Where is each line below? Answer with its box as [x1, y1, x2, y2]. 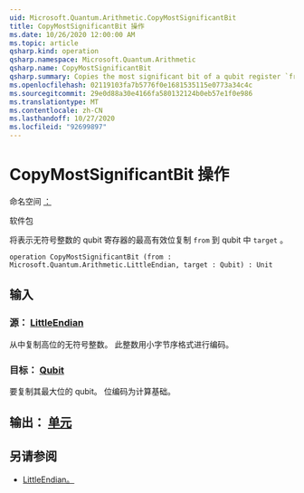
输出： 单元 [9, 415, 72, 431]
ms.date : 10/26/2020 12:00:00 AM [9, 30, 136, 39]
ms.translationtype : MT [9, 97, 100, 107]
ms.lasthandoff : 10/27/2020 [9, 114, 116, 123]
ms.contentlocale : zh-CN [9, 106, 103, 115]
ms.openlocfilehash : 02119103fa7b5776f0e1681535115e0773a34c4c [9, 81, 253, 90]
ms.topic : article [9, 38, 79, 48]
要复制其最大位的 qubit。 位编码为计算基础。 [9, 385, 176, 396]
